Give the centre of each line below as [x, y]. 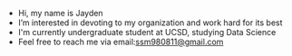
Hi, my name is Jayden [60, 13]
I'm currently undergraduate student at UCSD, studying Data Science [147, 32]
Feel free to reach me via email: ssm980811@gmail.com [121, 42]
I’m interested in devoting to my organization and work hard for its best [150, 23]
